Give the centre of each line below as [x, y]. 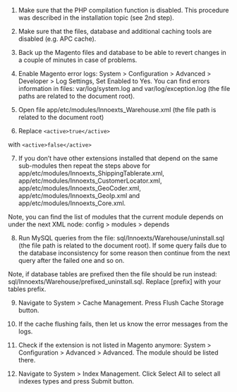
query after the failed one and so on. [71, 261]
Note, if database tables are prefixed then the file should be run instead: [113, 274]
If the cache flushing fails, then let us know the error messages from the [123, 324]
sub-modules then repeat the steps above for [84, 166]
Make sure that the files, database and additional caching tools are [115, 31]
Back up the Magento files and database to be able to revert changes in [122, 53]
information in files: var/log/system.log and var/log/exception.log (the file [124, 88]
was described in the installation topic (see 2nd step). [96, 18]
